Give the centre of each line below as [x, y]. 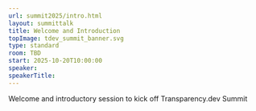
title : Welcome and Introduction [64, 31]
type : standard [34, 46]
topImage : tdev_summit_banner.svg [66, 38]
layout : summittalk [41, 23]
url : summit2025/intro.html [56, 16]
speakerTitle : [32, 76]
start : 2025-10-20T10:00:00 [56, 61]
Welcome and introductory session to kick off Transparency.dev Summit [128, 98]
